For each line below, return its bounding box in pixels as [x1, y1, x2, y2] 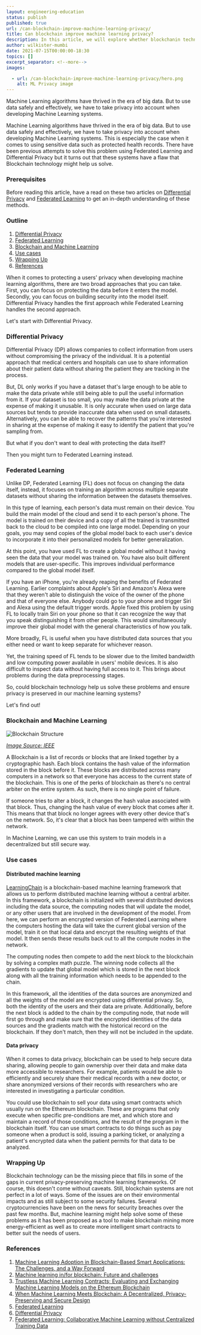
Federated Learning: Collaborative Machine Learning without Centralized [14, 1316, 194, 1323]
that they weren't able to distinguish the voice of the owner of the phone [6, 591, 184, 598]
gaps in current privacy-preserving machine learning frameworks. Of [6, 1178, 176, 1186]
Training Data [14, 1322, 48, 1329]
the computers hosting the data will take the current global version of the [6, 922, 186, 929]
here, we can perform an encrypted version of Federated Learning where [6, 915, 187, 922]
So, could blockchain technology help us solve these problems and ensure [6, 683, 190, 691]
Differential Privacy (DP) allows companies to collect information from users [6, 346, 193, 353]
